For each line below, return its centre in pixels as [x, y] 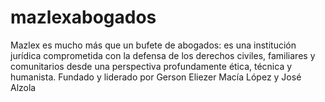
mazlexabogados [83, 17]
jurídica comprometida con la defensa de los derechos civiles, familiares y [163, 55]
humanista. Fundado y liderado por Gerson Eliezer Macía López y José [156, 77]
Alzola [23, 87]
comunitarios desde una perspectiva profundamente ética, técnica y [151, 66]
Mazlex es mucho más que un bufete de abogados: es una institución [153, 45]
